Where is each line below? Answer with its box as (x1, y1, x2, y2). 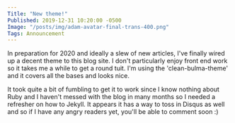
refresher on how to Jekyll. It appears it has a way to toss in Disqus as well (7, 100, 225, 109)
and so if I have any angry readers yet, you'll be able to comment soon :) (7, 108, 219, 116)
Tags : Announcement (7, 30, 65, 37)
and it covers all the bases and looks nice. (7, 72, 130, 80)
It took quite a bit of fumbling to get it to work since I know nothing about (7, 85, 219, 93)
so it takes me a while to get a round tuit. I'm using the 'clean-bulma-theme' (7, 64, 229, 72)
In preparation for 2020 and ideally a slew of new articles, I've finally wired (7, 49, 225, 58)
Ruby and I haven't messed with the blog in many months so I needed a (7, 93, 216, 101)
